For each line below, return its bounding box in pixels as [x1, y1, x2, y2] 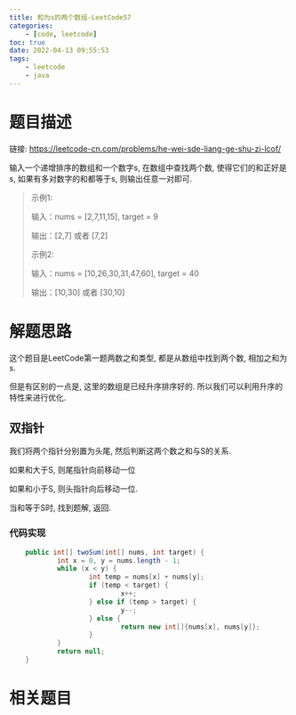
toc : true [9, 37, 46, 47]
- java [25, 71, 50, 80]
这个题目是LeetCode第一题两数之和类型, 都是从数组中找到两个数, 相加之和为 [9, 353, 288, 363]
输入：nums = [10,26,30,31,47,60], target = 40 [30, 268, 200, 279]
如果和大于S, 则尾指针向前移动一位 [9, 465, 136, 475]
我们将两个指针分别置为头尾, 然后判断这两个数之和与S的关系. [9, 446, 231, 457]
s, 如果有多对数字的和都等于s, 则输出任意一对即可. [9, 173, 193, 183]
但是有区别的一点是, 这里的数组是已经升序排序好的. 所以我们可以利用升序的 [9, 380, 283, 392]
